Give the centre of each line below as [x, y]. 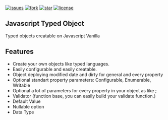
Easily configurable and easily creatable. [55, 69]
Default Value [26, 101]
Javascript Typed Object [45, 23]
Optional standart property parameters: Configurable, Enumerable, [82, 80]
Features [19, 52]
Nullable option [28, 106]
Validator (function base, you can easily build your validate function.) [84, 96]
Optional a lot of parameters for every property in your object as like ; [85, 90]
